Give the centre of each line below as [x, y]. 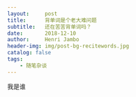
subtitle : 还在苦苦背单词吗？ [50, 27]
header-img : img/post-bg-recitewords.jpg [68, 46]
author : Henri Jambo [43, 40]
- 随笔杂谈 [33, 66]
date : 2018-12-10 [42, 33]
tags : [15, 59]
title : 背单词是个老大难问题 [52, 20]
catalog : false [29, 53]
